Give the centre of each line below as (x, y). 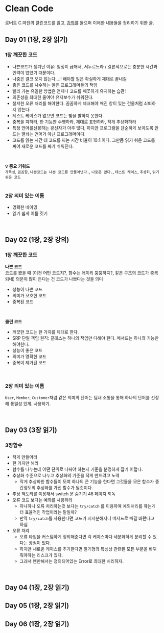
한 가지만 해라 (25, 463)
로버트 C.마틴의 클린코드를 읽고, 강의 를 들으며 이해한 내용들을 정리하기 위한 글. (80, 23)
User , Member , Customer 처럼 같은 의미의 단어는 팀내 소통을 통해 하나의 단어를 (78, 397)
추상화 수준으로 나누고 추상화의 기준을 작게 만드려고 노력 (66, 475)
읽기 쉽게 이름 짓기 (30, 213)
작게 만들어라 (25, 457)
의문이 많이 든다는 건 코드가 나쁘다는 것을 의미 (59, 279)
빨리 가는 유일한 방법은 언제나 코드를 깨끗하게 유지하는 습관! (69, 91)
